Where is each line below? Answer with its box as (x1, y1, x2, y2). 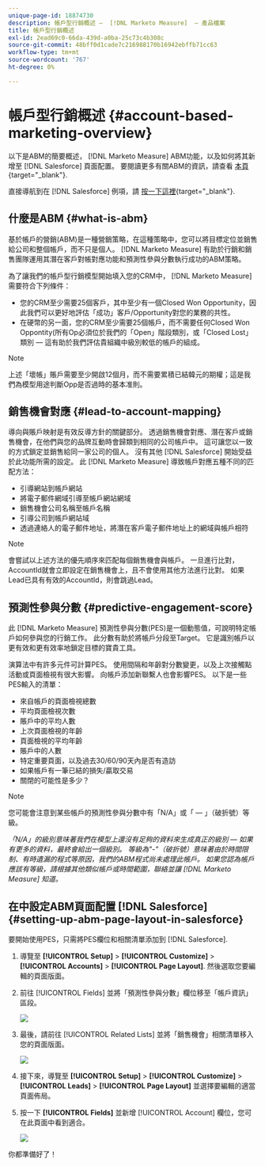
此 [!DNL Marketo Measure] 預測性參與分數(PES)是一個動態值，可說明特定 (8, 623, 250, 633)
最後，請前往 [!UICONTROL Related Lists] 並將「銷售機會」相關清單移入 (19, 1029, 255, 1038)
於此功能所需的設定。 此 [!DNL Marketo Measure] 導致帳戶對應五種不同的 (8, 457, 248, 467)
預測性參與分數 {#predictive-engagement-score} (8, 600, 253, 614)
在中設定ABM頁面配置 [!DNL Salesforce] (8, 900, 208, 913)
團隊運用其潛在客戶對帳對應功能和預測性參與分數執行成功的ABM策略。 (14, 254, 246, 264)
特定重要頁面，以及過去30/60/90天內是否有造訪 (19, 756, 176, 765)
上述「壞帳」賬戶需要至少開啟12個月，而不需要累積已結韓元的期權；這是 (8, 369, 244, 379)
